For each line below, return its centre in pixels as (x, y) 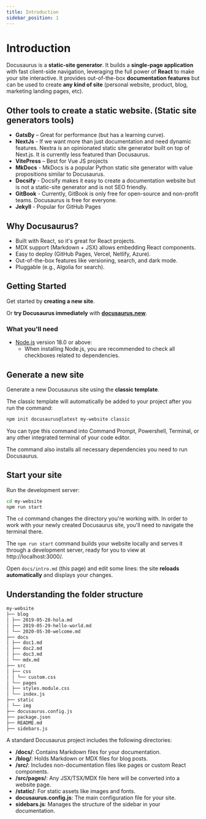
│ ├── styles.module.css (38, 689)
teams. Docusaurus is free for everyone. (66, 200)
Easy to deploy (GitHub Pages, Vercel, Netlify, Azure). (83, 254)
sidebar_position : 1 (33, 18)
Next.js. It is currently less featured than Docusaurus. (82, 155)
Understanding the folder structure (75, 594)
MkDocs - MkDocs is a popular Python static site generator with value (104, 168)
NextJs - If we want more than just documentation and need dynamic (103, 141)
